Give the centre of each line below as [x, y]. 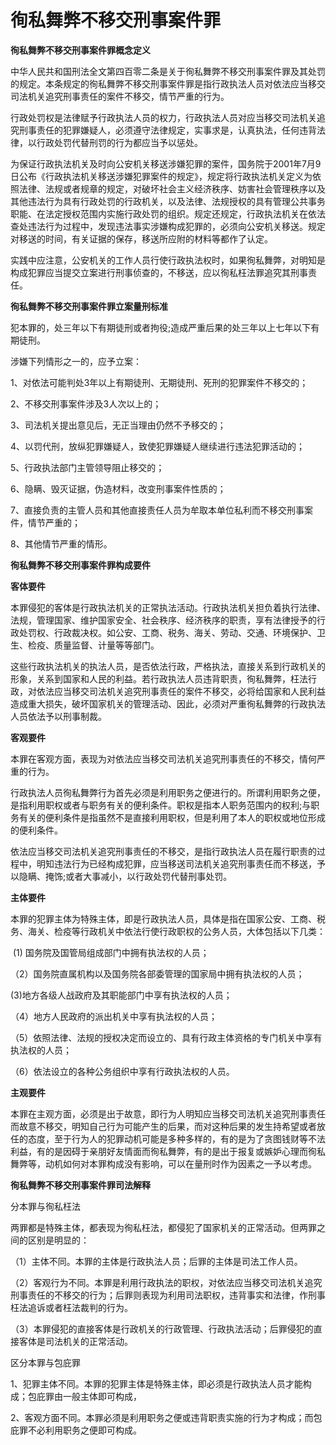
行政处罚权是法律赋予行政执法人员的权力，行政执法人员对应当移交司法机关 [163, 117]
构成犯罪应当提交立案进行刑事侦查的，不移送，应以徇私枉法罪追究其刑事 [159, 272]
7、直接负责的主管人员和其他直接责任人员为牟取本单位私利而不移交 [148, 510]
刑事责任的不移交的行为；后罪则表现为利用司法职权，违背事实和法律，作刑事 [168, 1295]
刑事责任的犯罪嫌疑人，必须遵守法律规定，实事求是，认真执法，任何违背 [167, 130]
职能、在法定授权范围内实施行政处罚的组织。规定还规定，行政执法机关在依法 [168, 213]
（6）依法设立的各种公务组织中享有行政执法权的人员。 [122, 1071]
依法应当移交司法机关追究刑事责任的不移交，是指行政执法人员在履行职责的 [163, 851]
